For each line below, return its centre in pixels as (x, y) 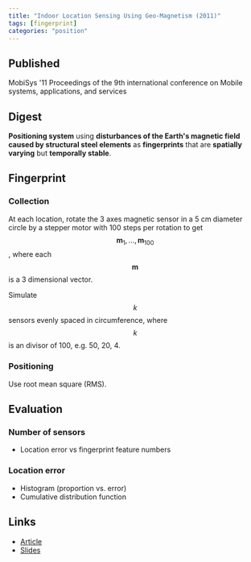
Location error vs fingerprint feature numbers (95, 450)
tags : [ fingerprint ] (43, 23)
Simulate (23, 295)
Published (34, 63)
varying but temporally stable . (60, 153)
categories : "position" (48, 31)
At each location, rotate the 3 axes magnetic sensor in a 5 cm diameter (125, 219)
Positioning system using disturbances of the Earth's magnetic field (124, 136)
